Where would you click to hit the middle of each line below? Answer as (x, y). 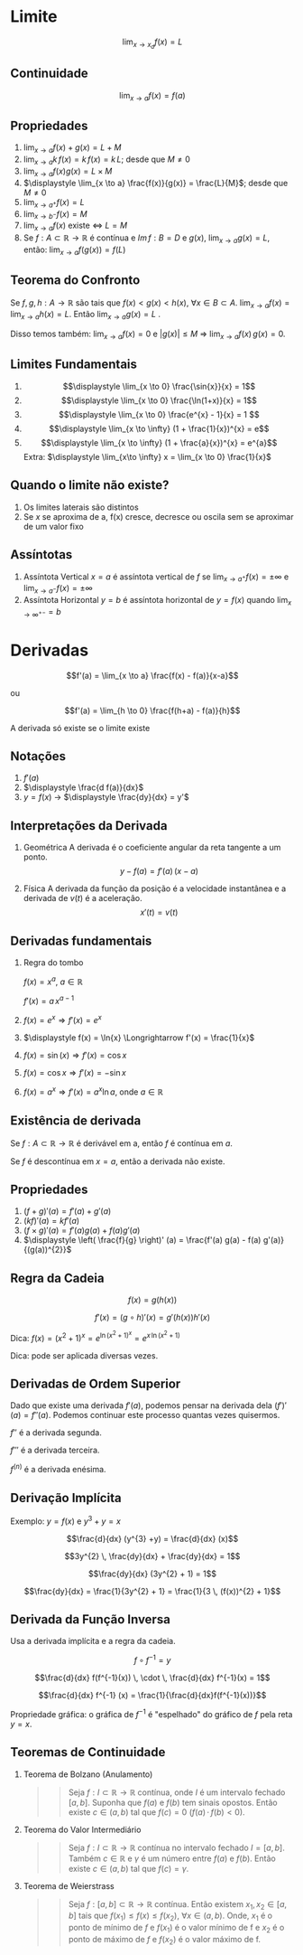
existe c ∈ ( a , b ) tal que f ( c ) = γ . (129, 1868)
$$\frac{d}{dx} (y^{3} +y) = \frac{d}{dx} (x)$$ (152, 1538)
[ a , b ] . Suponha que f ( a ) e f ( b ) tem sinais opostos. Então (173, 1802)
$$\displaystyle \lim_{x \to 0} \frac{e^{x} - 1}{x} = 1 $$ (159, 414)
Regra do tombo (53, 963)
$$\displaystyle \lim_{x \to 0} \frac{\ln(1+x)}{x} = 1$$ (159, 400)
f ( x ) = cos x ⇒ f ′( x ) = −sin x (75, 1073)
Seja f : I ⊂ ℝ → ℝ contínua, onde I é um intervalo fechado (177, 1792)
